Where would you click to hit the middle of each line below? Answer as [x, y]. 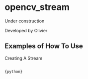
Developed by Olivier [26, 30]
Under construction [25, 21]
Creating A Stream [24, 58]
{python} [14, 72]
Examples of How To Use [44, 46]
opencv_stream [37, 7]
